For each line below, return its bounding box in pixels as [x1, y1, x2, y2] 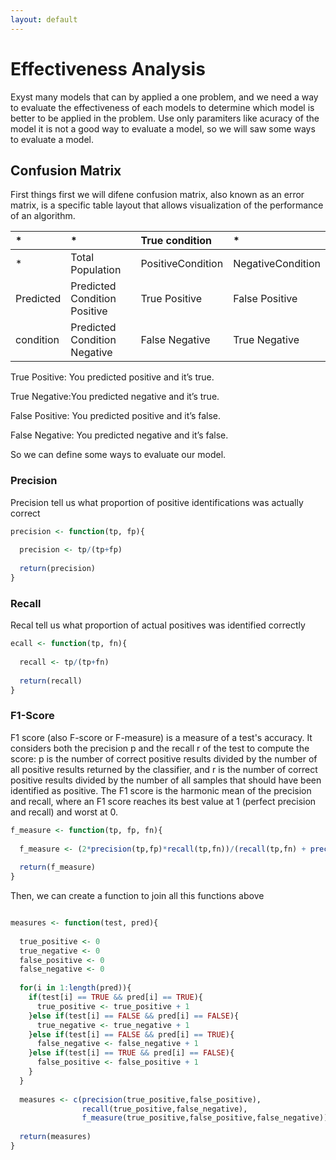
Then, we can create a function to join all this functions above [10, 890, 265, 902]
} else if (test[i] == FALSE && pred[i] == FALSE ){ [28, 1011, 240, 1021]
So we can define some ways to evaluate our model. [10, 449, 227, 461]
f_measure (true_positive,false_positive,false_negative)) [81, 1113, 329, 1123]
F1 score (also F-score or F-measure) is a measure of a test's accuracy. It [10, 731, 313, 743]
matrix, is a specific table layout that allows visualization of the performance [10, 199, 324, 211]
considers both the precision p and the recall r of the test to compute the [10, 742, 310, 754]
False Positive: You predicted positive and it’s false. [10, 410, 222, 422]
